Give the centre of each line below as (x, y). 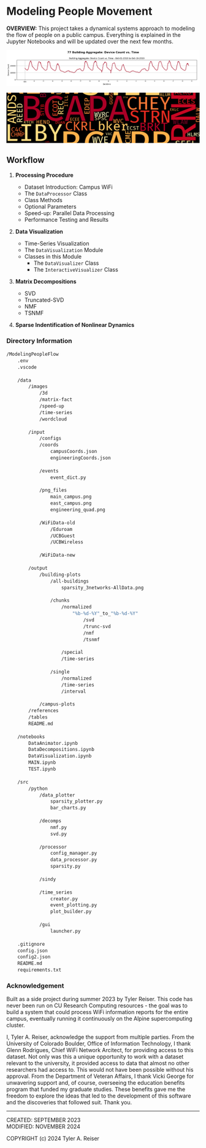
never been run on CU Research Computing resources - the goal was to (97, 1005)
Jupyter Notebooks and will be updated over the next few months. (90, 41)
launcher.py (65, 931)
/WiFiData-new (57, 555)
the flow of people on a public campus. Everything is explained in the (93, 34)
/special (72, 653)
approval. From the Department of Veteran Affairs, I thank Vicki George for (100, 1076)
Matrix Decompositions (46, 281)
